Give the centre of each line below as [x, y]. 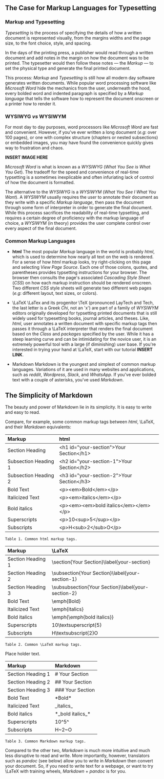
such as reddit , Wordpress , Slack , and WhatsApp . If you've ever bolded [84, 375]
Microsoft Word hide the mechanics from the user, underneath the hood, [78, 88]
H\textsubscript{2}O [75, 633]
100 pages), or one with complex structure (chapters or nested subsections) [82, 137]
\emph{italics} [68, 609]
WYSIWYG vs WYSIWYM [36, 116]
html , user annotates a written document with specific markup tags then [84, 324]
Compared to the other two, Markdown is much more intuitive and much [78, 751]
